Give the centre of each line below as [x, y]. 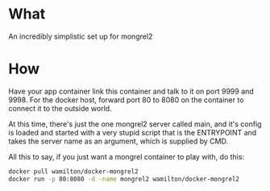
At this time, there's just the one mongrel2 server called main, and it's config [135, 124]
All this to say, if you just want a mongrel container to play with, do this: [126, 156]
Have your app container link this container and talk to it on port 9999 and [131, 91]
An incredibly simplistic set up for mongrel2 [81, 36]
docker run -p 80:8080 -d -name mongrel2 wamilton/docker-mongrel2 [124, 179]
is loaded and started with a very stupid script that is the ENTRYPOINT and [133, 132]
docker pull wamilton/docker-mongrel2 [73, 171]
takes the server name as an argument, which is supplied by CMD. [118, 141]
